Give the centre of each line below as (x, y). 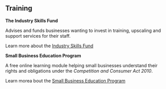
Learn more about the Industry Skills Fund (49, 46)
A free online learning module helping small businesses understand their (81, 65)
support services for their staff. (38, 36)
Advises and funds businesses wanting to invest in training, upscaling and (83, 31)
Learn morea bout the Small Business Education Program (65, 80)
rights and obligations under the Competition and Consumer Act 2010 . (79, 71)
